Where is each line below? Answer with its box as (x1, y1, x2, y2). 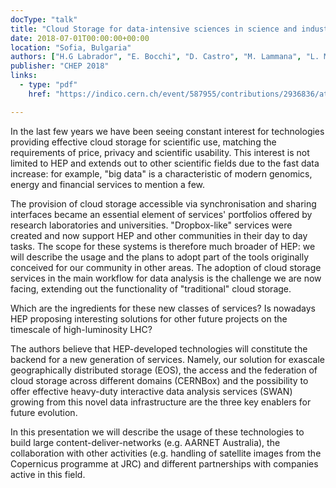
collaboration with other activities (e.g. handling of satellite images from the (10, 447, 322, 459)
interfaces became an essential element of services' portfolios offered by (10, 208, 313, 220)
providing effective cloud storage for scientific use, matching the (10, 136, 277, 148)
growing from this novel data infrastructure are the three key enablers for (10, 396, 312, 408)
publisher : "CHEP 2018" (10, 61, 110, 71)
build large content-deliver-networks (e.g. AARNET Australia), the (10, 436, 281, 448)
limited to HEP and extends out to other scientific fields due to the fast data (10, 157, 320, 169)
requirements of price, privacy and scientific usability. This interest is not (10, 146, 310, 158)
